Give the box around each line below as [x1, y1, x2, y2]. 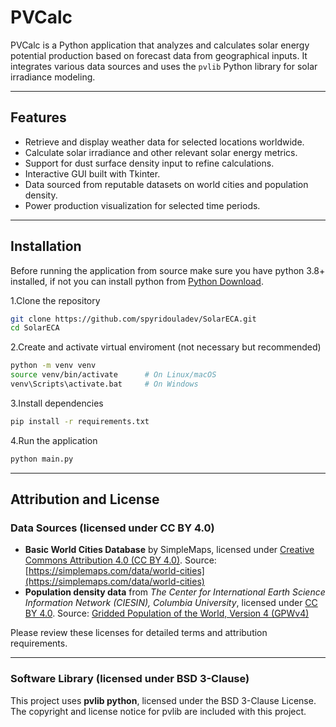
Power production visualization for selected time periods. [24, 199, 261, 211]
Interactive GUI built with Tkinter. [24, 167, 161, 180]
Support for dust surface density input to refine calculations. [24, 157, 275, 169]
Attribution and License [10, 491, 160, 508]
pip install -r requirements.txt [10, 416, 150, 426]
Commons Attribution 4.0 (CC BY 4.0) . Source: [24, 554, 217, 566]
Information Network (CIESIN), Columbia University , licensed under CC [24, 597, 318, 609]
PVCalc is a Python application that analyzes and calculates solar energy [10, 39, 310, 51]
